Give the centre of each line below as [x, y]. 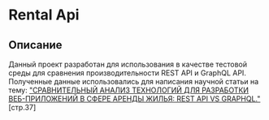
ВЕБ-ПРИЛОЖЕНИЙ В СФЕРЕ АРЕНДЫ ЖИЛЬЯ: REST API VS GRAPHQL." [134, 99]
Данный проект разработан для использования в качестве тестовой [128, 64]
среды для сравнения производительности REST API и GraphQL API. [127, 73]
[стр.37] [22, 107]
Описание [35, 45]
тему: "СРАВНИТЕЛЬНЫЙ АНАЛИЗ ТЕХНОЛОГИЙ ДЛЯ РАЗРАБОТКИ [129, 90]
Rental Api [44, 15]
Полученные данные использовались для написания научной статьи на [134, 81]
